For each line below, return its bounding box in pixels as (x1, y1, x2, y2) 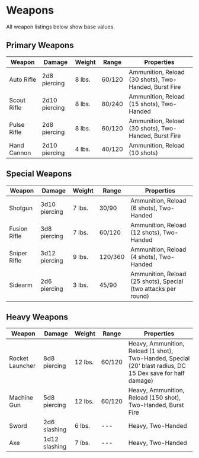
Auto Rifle (9, 75, 37, 84)
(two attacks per (130, 284, 176, 293)
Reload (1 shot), (128, 347, 174, 355)
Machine (9, 393, 34, 402)
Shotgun (9, 204, 33, 212)
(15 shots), (129, 100, 160, 108)
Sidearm (9, 281, 33, 289)
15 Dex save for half (128, 369, 185, 377)
